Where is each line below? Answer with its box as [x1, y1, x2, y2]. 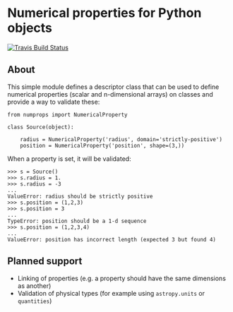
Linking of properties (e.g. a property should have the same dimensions [17, 274, 226, 282]
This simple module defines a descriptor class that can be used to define [7, 83, 220, 91]
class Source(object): [7, 124, 74, 131]
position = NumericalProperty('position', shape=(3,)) [20, 142, 185, 149]
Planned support [7, 256, 83, 268]
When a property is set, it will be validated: [7, 154, 132, 163]
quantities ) [17, 296, 52, 305]
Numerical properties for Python [7, 5, 202, 21]
